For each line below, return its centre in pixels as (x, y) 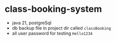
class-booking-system (53, 9)
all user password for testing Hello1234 (52, 33)
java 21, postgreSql (32, 23)
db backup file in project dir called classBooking (62, 28)
